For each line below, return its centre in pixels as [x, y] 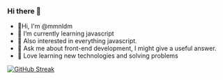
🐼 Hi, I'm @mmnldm [45, 26]
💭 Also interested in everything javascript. [77, 41]
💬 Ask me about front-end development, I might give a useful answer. [117, 49]
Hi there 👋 [24, 11]
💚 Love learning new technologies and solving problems [98, 56]
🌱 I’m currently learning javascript [66, 33]
